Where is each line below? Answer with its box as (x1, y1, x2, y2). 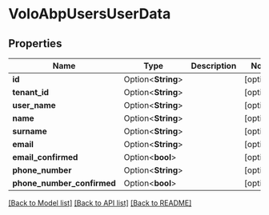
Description (191, 61, 237, 71)
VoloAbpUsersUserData (8, 5, 171, 23)
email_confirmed (12, 152, 78, 162)
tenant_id (12, 87, 50, 98)
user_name (12, 100, 56, 110)
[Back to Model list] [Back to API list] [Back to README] (8, 198, 192, 208)
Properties (8, 37, 62, 50)
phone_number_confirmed (12, 177, 116, 189)
